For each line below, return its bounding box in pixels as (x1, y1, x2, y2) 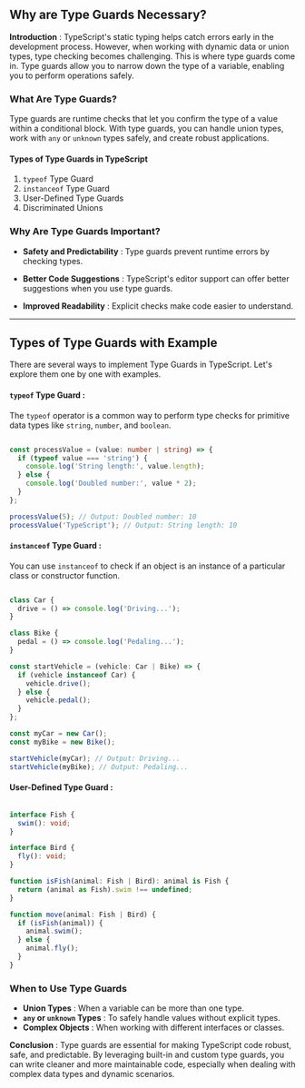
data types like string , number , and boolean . (9, 420, 172, 430)
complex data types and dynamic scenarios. (9, 1069, 175, 1080)
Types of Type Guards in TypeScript (9, 153, 148, 164)
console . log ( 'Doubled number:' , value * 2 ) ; (25, 479, 197, 489)
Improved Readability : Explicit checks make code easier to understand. (22, 300, 294, 312)
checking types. (22, 255, 84, 266)
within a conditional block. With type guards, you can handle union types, (9, 123, 284, 134)
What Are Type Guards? (9, 93, 118, 105)
